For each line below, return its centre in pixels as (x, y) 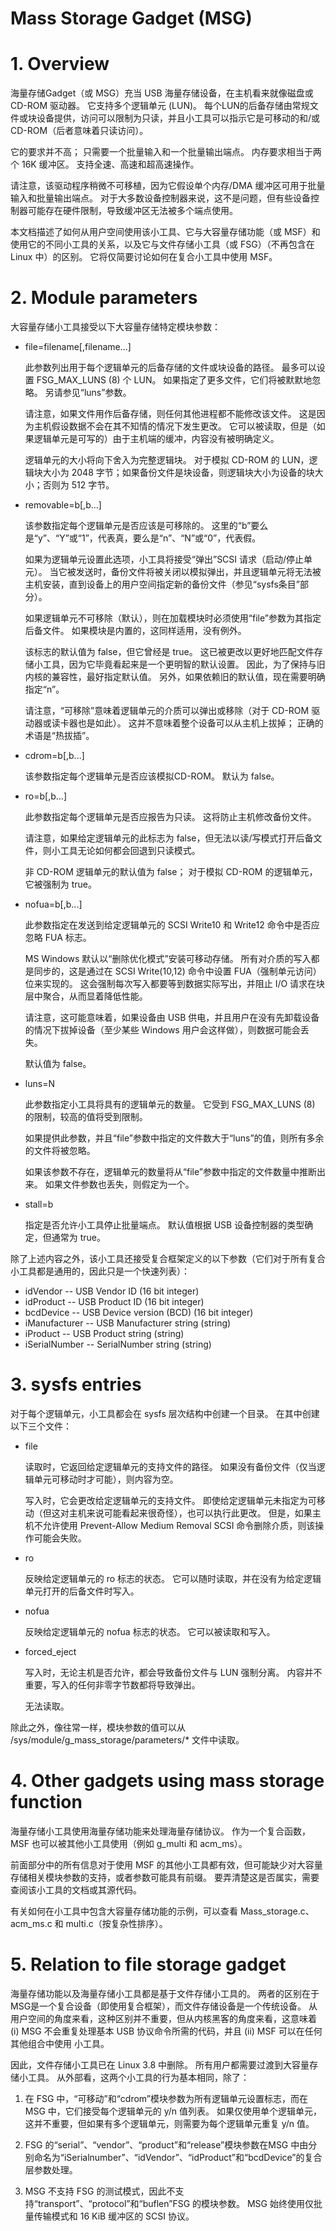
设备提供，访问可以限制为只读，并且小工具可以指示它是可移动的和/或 (178, 118)
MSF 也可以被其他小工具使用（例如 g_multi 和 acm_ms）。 (129, 1843)
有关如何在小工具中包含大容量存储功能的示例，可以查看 (124, 1911)
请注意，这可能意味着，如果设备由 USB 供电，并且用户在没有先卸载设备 (172, 1018)
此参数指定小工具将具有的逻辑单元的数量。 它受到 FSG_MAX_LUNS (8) (170, 1104)
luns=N (39, 1084)
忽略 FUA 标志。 (58, 938)
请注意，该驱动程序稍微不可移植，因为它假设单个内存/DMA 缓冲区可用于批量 (168, 186)
